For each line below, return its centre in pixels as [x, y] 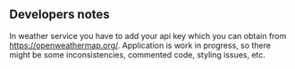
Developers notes [59, 15]
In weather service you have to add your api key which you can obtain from [148, 35]
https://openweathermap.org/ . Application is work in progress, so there [140, 45]
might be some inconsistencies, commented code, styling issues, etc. [138, 54]
